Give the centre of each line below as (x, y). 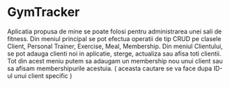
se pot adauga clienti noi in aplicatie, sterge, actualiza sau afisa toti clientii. (114, 54)
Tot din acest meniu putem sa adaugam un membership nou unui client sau (115, 61)
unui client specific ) (43, 76)
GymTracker (44, 12)
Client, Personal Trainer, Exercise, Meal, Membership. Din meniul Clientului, (115, 46)
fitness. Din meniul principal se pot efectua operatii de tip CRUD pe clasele (114, 38)
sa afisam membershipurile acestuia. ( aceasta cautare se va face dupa (110, 68)
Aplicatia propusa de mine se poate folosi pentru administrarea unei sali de (114, 31)
